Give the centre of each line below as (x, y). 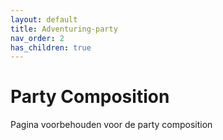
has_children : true (51, 47)
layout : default (44, 19)
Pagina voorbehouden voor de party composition (111, 125)
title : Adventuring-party (64, 29)
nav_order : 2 (37, 38)
